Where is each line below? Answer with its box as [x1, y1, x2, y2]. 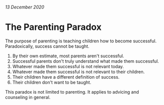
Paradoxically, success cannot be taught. [5, 43, 89, 49]
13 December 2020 [5, 4, 45, 10]
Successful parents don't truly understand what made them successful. [12, 58, 159, 64]
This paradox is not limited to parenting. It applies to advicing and [5, 89, 139, 95]
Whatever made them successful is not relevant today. [12, 63, 124, 69]
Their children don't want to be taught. [12, 79, 91, 85]
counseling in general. [5, 94, 51, 100]
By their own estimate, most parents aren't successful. [12, 53, 124, 59]
